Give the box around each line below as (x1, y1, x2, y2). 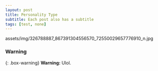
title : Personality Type (5, 12, 58, 17)
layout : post (5, 7, 33, 13)
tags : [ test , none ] (5, 21, 47, 27)
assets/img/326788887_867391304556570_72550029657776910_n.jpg (5, 35, 153, 42)
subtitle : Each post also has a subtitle (5, 17, 94, 22)
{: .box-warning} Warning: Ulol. (5, 59, 71, 66)
